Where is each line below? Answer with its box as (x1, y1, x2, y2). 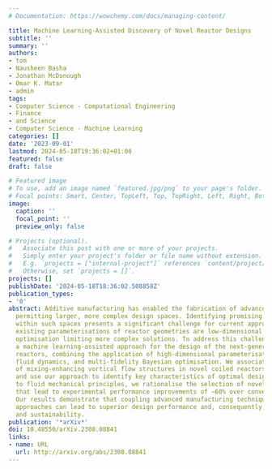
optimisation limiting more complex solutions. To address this (15, 334, 237, 343)
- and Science (8, 117, 57, 126)
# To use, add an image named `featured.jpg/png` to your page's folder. (8, 184, 263, 193)
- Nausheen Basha (8, 64, 67, 73)
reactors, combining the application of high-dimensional (15, 350, 216, 358)
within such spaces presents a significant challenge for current (15, 320, 244, 329)
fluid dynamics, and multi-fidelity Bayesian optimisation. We (15, 358, 233, 366)
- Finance (8, 110, 42, 118)
